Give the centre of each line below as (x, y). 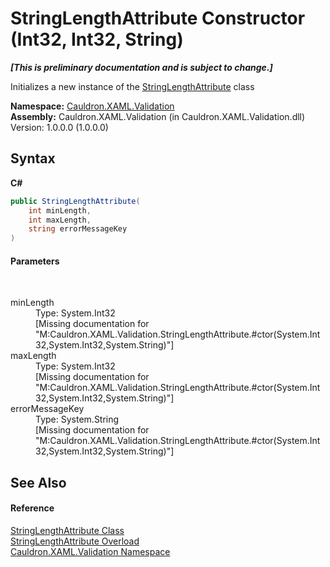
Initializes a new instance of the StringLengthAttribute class (132, 86)
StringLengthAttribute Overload (75, 541)
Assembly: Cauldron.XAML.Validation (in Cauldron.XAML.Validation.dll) (158, 116)
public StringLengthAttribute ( (75, 201)
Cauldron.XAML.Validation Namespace (90, 551)
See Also (38, 482)
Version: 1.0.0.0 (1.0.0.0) (59, 127)
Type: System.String (77, 419)
